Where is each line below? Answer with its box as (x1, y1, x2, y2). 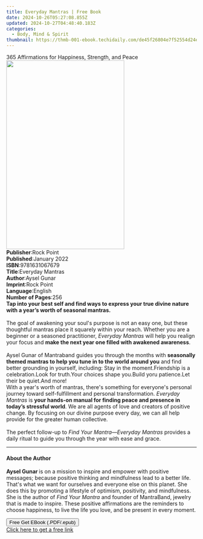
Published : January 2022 (6, 255, 68, 262)
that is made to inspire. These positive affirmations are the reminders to (6, 500, 184, 508)
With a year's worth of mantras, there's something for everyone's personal (6, 384, 192, 390)
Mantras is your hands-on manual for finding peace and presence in (6, 396, 180, 404)
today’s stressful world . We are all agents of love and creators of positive (6, 403, 190, 410)
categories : (6, 25, 36, 32)
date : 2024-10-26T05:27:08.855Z (6, 15, 88, 21)
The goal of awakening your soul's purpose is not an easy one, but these (6, 320, 188, 326)
